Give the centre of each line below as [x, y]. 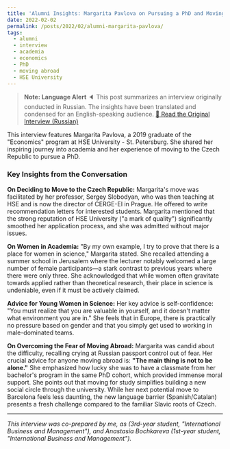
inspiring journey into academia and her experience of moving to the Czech [114, 149]
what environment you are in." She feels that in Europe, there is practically [111, 318]
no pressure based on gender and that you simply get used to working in [110, 325]
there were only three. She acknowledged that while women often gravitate [113, 276]
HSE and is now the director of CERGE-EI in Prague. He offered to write [107, 204]
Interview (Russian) [51, 121]
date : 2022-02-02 [32, 20]
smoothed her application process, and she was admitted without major [108, 226]
